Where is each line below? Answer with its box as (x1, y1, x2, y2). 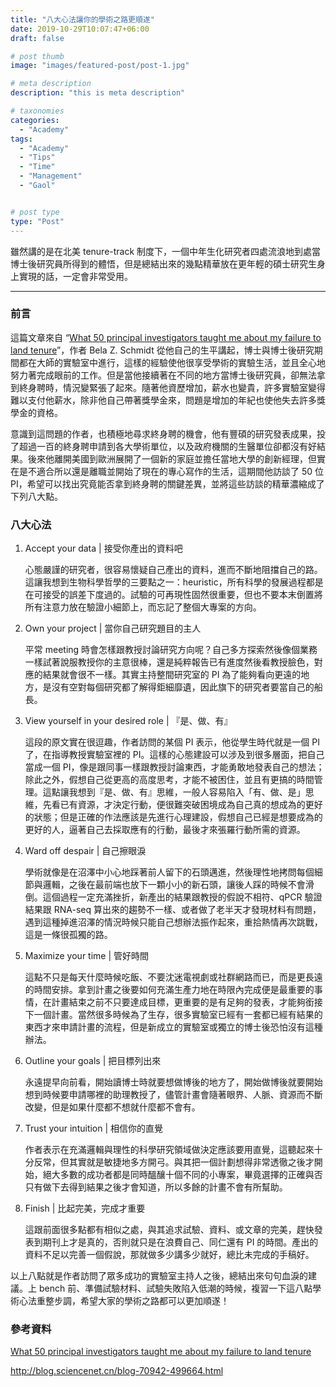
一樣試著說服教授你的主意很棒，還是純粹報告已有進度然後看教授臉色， (24, 656, 315, 668)
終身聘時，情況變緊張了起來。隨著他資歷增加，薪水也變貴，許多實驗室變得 (18, 381, 326, 393)
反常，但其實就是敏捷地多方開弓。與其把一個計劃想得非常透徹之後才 (33, 1156, 315, 1168)
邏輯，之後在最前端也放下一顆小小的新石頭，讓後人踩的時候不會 (42, 879, 306, 891)
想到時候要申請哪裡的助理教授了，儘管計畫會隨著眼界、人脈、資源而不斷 (24, 1089, 323, 1101)
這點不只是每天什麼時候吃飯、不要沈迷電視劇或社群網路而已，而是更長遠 (24, 971, 323, 983)
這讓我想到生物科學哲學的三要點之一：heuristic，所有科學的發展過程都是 (24, 576, 324, 588)
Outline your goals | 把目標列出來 (24, 1055, 162, 1067)
